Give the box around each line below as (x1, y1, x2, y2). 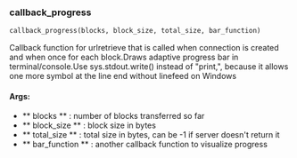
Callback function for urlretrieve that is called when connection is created (9, 43, 279, 53)
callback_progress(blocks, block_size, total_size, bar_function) (9, 27, 261, 36)
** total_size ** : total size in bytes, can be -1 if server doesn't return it (21, 130, 280, 140)
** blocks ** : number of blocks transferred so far (21, 111, 205, 122)
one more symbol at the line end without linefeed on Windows (9, 71, 237, 82)
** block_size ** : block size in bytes (21, 120, 156, 130)
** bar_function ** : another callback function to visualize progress (21, 139, 268, 150)
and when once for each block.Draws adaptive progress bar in (9, 51, 239, 63)
